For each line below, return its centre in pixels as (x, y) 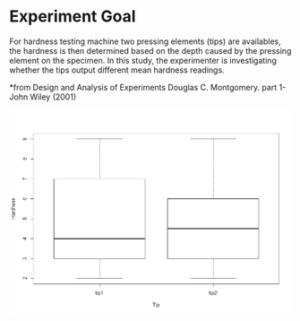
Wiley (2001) (53, 97)
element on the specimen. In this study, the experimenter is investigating (143, 60)
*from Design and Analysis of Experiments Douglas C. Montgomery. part (143, 87)
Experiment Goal (73, 17)
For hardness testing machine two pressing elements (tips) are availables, (145, 41)
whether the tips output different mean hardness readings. (117, 70)
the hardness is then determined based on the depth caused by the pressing (150, 50)
